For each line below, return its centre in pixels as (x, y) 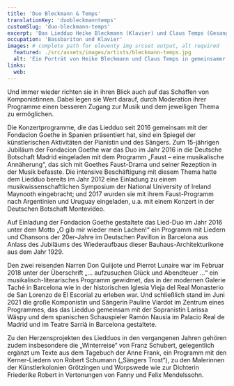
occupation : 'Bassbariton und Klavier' (65, 40)
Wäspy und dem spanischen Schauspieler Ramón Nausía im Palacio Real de (116, 316)
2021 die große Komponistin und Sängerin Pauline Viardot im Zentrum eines (116, 302)
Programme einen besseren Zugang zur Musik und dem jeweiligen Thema (113, 106)
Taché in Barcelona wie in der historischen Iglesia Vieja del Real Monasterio (116, 287)
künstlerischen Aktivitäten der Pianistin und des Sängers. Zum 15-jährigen (113, 142)
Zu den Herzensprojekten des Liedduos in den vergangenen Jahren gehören (117, 337)
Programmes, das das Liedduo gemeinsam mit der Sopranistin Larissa (108, 309)
